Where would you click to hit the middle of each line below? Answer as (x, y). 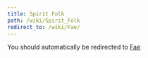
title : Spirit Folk (36, 14)
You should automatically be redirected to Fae (74, 47)
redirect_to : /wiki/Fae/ (44, 27)
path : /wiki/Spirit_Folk (44, 21)
